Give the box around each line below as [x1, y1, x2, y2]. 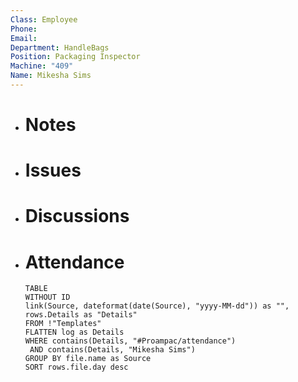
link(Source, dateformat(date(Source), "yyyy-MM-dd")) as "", [24, 301, 290, 311]
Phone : [10, 24, 38, 34]
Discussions [24, 205, 130, 228]
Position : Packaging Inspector [10, 52, 141, 62]
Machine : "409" [10, 61, 74, 71]
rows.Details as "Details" [24, 310, 138, 320]
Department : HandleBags [10, 42, 110, 53]
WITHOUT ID [24, 292, 71, 303]
